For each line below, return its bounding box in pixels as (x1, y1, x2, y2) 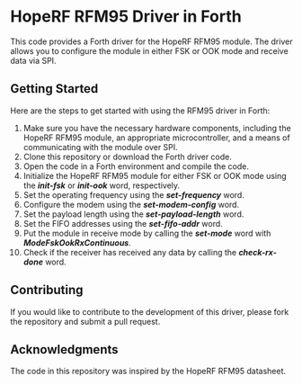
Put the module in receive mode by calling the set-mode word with (22, 228, 271, 238)
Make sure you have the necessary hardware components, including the (22, 122, 291, 133)
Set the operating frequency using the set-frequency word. (22, 189, 245, 200)
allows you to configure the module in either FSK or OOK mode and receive (10, 45, 289, 56)
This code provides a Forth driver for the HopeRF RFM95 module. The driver (10, 36, 293, 47)
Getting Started (10, 81, 99, 96)
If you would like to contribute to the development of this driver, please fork (10, 306, 289, 317)
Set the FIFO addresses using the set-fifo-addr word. (22, 218, 223, 228)
